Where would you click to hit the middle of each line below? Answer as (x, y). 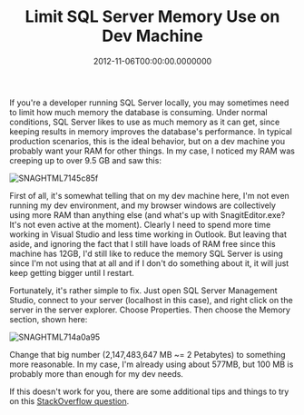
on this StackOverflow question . (69, 400)
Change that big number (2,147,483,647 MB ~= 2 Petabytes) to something (147, 354)
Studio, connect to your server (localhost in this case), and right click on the (151, 300)
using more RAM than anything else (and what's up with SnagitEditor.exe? (147, 214)
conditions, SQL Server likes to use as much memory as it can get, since (145, 122)
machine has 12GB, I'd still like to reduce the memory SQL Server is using (147, 253)
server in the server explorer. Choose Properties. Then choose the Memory (150, 310)
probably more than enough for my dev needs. (97, 373)
